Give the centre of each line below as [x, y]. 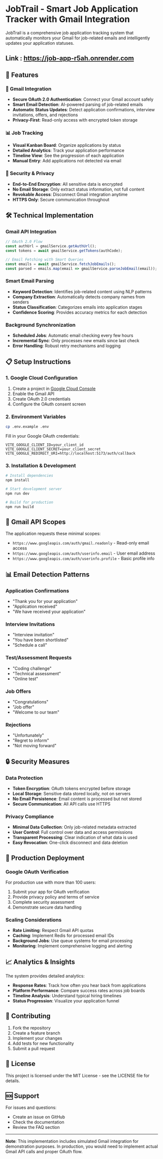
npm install [17, 480]
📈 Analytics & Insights [40, 962]
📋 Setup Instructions [38, 361]
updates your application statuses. [40, 43]
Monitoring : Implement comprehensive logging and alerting [72, 946]
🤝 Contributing [28, 1016]
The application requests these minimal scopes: [53, 534]
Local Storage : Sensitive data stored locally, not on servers [72, 793]
